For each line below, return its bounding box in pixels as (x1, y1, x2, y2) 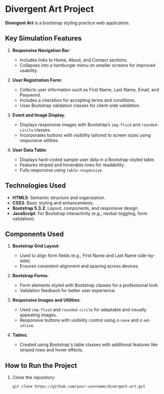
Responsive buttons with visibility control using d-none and (19, 317, 139, 323)
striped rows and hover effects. (19, 347, 84, 353)
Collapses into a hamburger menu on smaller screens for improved (19, 62, 156, 68)
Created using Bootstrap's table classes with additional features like (19, 342, 158, 347)
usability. (19, 67, 39, 73)
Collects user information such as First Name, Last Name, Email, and (19, 87, 160, 93)
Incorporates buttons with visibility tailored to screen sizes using (19, 132, 151, 138)
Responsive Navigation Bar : (12, 47, 71, 53)
